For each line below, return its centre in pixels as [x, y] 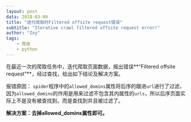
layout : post [22, 11]
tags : [13, 38]
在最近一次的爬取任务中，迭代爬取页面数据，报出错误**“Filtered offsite [91, 66]
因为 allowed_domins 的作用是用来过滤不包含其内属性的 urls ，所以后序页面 [93, 93]
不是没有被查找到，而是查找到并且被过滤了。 [70, 101]
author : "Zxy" [23, 33]
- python [27, 49]
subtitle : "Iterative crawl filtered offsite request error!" [83, 28]
